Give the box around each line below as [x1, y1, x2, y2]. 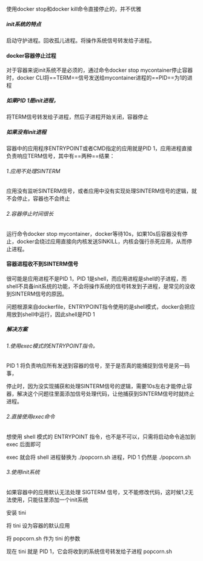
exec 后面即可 [6, 440, 41, 448]
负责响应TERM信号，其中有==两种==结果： [6, 153, 115, 160]
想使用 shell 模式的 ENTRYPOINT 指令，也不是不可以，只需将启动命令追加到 [6, 433, 196, 440]
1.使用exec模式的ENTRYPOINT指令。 [6, 342, 99, 349]
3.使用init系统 [6, 469, 41, 476]
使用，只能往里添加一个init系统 [11, 496, 88, 503]
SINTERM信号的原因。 [11, 290, 68, 297]
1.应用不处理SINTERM [6, 167, 61, 174]
